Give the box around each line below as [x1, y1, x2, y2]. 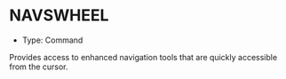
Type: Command [21, 35, 83, 45]
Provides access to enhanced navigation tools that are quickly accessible [9, 51, 278, 62]
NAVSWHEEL [9, 5, 109, 26]
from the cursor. [9, 61, 68, 72]
